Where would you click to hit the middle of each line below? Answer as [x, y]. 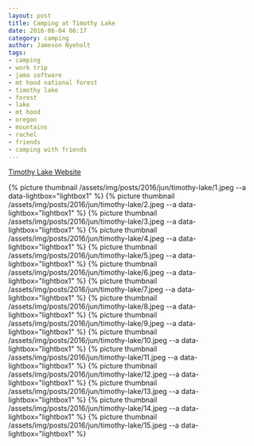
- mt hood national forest [53, 82]
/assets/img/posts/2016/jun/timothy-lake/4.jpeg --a [92, 239]
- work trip [28, 68]
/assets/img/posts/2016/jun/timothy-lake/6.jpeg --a [92, 273]
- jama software [35, 75]
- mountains [28, 127]
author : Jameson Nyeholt [49, 46]
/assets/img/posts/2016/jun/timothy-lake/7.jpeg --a [92, 289]
